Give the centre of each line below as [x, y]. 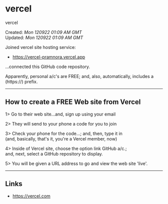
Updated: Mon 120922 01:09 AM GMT [44, 37]
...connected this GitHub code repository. [48, 66]
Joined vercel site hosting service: [40, 47]
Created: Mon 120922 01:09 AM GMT [43, 32]
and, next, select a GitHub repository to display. [54, 153]
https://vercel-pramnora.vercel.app [49, 57]
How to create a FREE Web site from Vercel [73, 102]
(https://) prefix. [21, 81]
